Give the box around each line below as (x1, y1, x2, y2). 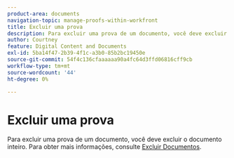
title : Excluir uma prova (7, 23, 83, 30)
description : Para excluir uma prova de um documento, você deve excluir (7, 29, 228, 37)
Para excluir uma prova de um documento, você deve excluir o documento (7, 135, 222, 144)
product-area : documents (7, 10, 80, 18)
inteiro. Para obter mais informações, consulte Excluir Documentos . (7, 143, 202, 151)
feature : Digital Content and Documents (7, 43, 128, 50)
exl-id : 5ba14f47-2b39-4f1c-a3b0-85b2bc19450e (7, 50, 146, 57)
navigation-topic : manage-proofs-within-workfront (7, 17, 158, 24)
